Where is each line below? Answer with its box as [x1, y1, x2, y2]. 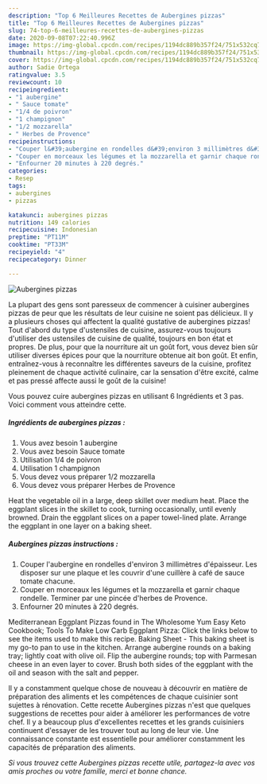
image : [8, 41, 30, 49]
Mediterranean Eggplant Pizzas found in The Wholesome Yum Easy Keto [8, 617, 246, 626]
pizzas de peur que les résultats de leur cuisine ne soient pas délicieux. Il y [8, 308, 253, 318]
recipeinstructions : [8, 137, 77, 146]
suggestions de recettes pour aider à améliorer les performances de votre [8, 708, 250, 718]
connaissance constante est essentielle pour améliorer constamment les [8, 734, 246, 743]
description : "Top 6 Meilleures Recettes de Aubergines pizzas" [8, 11, 226, 20]
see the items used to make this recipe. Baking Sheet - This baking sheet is [8, 634, 254, 643]
